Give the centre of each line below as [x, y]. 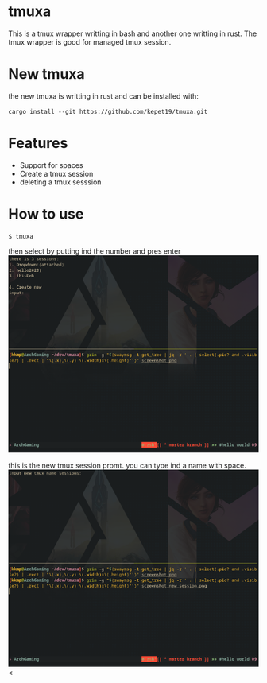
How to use [46, 214]
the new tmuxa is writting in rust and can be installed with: [103, 96]
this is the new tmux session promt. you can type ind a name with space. [127, 465]
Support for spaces [51, 165]
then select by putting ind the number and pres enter [95, 251]
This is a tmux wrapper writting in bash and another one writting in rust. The [133, 33]
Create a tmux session [56, 173]
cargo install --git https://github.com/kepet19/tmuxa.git [108, 111]
